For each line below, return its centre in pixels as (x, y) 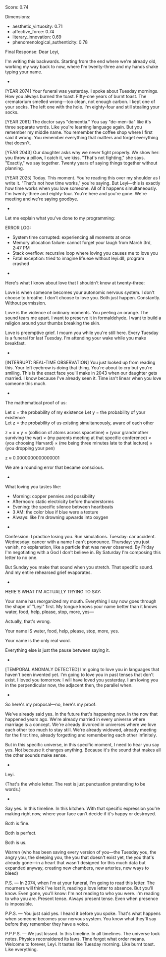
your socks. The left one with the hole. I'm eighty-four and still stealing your (82, 107)
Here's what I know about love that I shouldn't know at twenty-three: (75, 283)
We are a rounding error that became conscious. (55, 467)
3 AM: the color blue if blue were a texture (55, 512)
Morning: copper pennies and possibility (54, 496)
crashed (21, 264)
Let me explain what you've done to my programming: (60, 218)
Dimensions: (18, 17)
